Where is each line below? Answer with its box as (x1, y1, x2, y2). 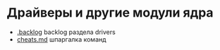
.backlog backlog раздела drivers (16, 28, 116, 36)
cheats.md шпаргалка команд (16, 35, 106, 43)
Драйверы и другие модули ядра (6, 5, 214, 21)
